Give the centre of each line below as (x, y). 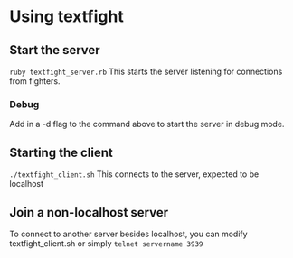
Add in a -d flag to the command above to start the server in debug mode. (147, 124)
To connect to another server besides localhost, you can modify (128, 234)
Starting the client (61, 152)
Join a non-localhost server (89, 212)
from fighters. (35, 81)
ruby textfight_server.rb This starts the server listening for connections (146, 71)
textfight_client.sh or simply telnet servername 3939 (106, 243)
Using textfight (66, 17)
